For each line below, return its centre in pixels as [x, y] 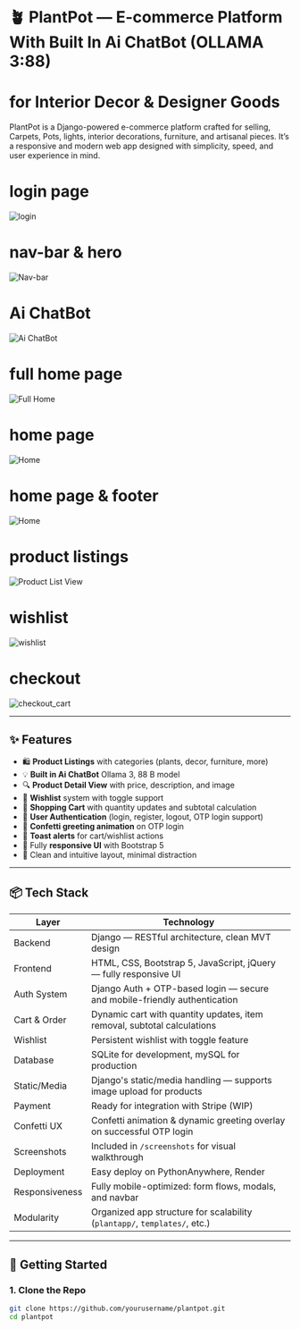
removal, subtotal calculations [154, 1026]
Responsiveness [48, 1192]
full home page [66, 374]
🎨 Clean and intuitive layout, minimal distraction [109, 855]
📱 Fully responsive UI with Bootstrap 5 [93, 845]
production [114, 1066]
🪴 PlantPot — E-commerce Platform [146, 17]
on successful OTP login [142, 1131]
